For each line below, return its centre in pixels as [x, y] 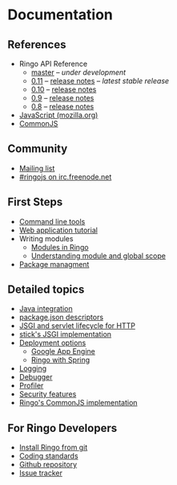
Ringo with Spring [60, 360]
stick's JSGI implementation [65, 335]
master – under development [78, 72]
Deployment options [52, 343]
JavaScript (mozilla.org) [58, 115]
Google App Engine [63, 351]
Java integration [46, 309]
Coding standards [48, 456]
